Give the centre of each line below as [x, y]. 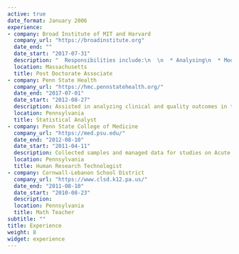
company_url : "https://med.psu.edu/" [70, 133]
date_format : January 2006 [47, 21]
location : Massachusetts [51, 67]
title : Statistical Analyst [55, 120]
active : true [27, 14]
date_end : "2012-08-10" [49, 139]
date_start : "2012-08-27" [52, 100]
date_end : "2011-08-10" [49, 186]
